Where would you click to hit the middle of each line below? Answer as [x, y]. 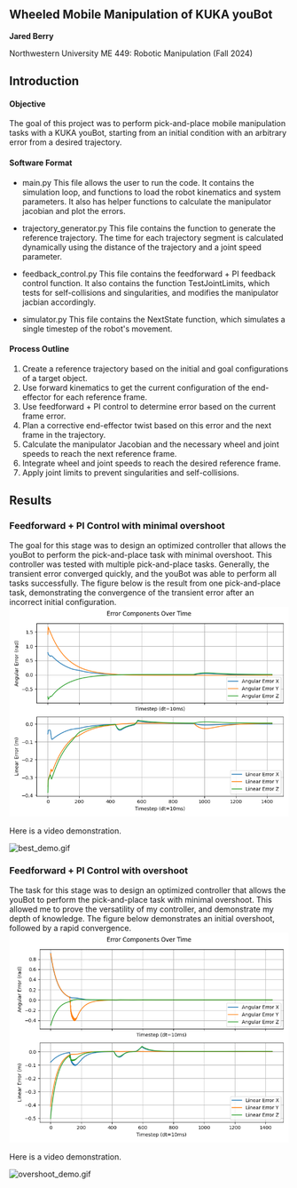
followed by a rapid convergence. [70, 928]
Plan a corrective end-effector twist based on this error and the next [147, 425]
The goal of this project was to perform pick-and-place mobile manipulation [148, 124]
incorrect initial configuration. [63, 602]
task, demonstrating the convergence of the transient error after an [132, 592]
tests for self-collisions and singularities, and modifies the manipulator [150, 292]
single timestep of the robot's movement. [97, 329]
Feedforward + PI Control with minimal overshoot [117, 526]
